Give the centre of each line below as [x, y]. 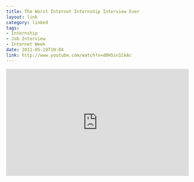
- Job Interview [26, 39]
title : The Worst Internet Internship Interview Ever [73, 11]
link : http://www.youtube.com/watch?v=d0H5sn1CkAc [69, 55]
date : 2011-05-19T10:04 [35, 50]
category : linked [27, 22]
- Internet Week [26, 45]
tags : [13, 28]
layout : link [22, 17]
